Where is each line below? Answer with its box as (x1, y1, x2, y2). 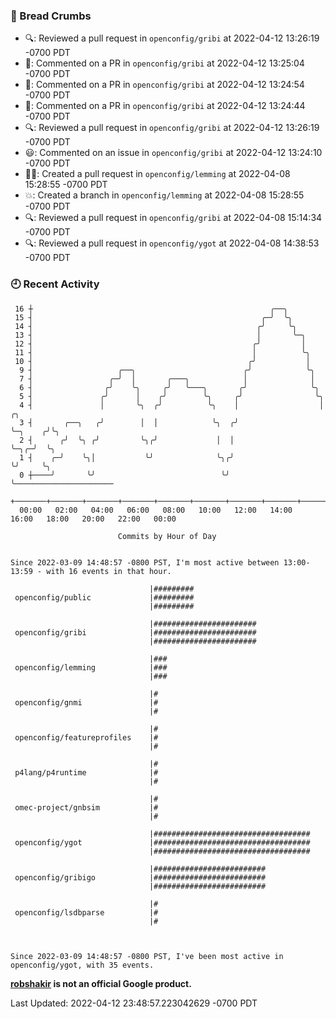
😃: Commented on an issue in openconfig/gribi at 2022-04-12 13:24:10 (24, 147, 323, 159)
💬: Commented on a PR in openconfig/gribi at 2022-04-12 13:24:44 (24, 100, 306, 112)
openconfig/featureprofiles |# (14, 732, 159, 743)
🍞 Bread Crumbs (10, 9, 92, 23)
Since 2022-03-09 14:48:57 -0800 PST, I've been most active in (10, 951, 284, 961)
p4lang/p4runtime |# (14, 767, 159, 778)
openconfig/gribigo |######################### (14, 872, 267, 883)
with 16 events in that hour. (46, 566, 172, 576)
